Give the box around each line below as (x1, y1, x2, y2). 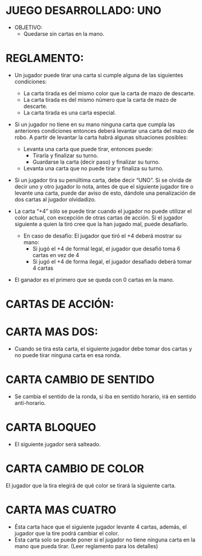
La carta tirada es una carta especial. (23, 109, 116, 116)
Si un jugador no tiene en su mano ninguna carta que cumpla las (14, 121, 175, 128)
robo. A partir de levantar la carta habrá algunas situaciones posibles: (14, 133, 188, 141)
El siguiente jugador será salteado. (14, 440, 101, 447)
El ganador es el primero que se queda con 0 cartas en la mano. (14, 276, 175, 283)
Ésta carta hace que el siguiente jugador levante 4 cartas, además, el (14, 523, 187, 531)
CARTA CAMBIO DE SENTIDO (5, 373, 155, 387)
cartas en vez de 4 (32, 251, 80, 258)
